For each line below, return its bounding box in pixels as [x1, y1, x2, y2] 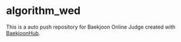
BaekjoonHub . [6, 29, 41, 36]
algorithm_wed [6, 4, 81, 17]
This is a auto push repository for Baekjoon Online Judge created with [6, 23, 176, 30]
